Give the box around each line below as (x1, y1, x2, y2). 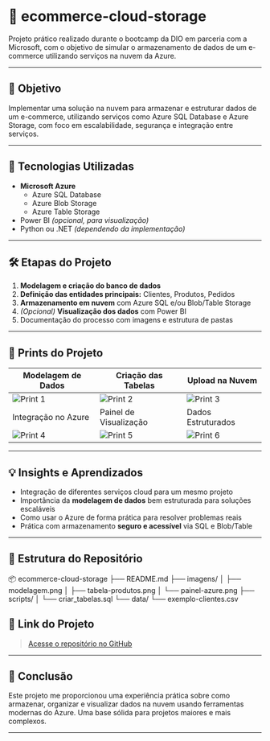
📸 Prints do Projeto (8, 346, 104, 360)
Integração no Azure (12, 412, 90, 423)
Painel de (99, 406, 135, 418)
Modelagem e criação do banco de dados (19, 281, 162, 290)
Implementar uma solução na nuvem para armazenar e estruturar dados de (8, 103, 257, 113)
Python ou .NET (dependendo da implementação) (19, 224, 186, 233)
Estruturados (186, 417, 235, 428)
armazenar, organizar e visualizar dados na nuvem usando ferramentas (8, 699, 244, 709)
